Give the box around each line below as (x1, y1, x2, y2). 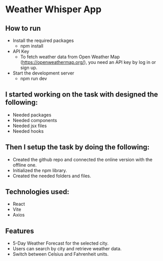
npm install (20, 43, 43, 49)
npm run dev (20, 76, 47, 81)
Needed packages (12, 111, 52, 118)
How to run (5, 24, 41, 33)
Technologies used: (5, 187, 70, 196)
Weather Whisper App (5, 4, 102, 15)
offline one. (12, 162, 37, 168)
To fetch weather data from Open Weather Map (20, 54, 120, 60)
